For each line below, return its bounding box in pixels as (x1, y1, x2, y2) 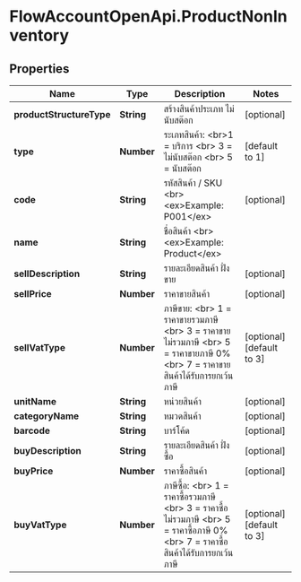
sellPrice (13, 288, 52, 300)
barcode (13, 424, 51, 437)
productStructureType (13, 109, 111, 120)
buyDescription (13, 445, 82, 456)
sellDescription (13, 267, 81, 280)
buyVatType (13, 518, 67, 531)
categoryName (13, 410, 80, 422)
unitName (13, 395, 56, 407)
